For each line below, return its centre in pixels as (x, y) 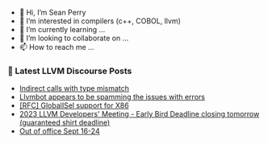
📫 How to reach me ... (57, 47)
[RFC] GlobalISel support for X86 (74, 105)
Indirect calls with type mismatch (74, 88)
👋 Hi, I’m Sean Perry (52, 12)
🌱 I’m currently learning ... (62, 29)
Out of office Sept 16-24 (59, 131)
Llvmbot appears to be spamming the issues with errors (112, 97)
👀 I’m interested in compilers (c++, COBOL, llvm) (100, 21)
